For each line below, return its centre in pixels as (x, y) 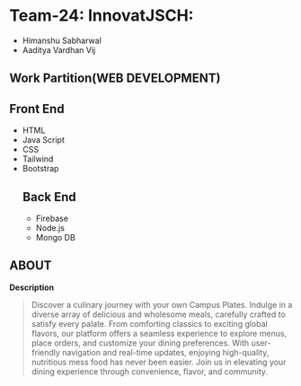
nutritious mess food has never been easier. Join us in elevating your (159, 362)
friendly (46, 352)
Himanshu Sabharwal (62, 40)
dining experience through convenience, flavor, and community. (149, 371)
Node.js (50, 228)
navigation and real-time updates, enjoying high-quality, (166, 352)
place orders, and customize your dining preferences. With (140, 343)
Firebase (52, 218)
